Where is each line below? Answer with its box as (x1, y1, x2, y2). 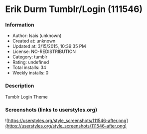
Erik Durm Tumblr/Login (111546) (5, 3, 143, 15)
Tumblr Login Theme (5, 93, 48, 99)
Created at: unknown (12, 38, 56, 44)
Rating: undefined (12, 59, 49, 65)
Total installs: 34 (12, 64, 46, 70)
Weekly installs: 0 (12, 70, 49, 76)
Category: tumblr (12, 54, 48, 60)
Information (5, 21, 34, 28)
